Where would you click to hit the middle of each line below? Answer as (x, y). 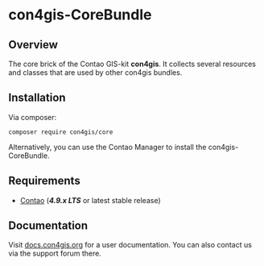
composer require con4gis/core (61, 132)
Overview (33, 45)
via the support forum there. (55, 254)
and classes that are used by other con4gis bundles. (95, 73)
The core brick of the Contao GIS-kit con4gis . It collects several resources (132, 64)
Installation (37, 98)
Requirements (44, 181)
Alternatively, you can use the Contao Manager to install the (107, 147)
